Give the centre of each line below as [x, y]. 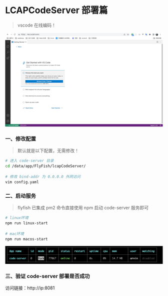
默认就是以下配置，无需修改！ [48, 151]
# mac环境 [14, 234]
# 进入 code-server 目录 [29, 161]
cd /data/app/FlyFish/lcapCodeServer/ [45, 166]
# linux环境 [17, 218]
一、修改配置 [21, 139]
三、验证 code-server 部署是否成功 [47, 276]
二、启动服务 [21, 196]
